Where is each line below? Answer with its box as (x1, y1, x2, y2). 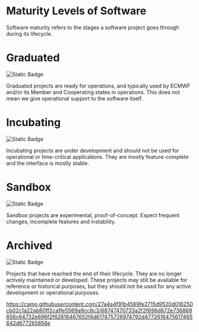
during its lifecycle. (6, 30, 53, 37)
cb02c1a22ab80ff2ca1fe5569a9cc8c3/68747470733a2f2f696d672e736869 (6, 306, 192, 314)
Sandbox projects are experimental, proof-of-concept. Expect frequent (6, 211, 180, 218)
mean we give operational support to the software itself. (6, 95, 143, 102)
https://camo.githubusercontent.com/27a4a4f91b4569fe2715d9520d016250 (6, 300, 193, 308)
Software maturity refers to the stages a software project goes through (6, 24, 179, 31)
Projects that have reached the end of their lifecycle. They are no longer (6, 270, 182, 277)
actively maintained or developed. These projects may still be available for (6, 276, 188, 283)
